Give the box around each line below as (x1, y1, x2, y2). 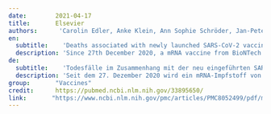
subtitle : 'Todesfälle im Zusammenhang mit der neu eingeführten (15, 64, 251, 72)
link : (8, 94, 27, 102)
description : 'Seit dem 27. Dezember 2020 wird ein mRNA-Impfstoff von (15, 71, 262, 79)
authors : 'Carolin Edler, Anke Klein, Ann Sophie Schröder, (8, 26, 232, 35)
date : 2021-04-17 (8, 11, 92, 20)
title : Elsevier (8, 19, 85, 27)
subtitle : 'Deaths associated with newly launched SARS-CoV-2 (15, 42, 240, 50)
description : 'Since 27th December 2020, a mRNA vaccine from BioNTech (15, 49, 262, 57)
